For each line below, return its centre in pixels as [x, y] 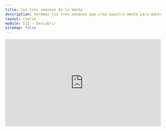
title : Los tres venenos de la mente [44, 10]
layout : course [21, 19]
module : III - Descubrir [31, 23]
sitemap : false [21, 28]
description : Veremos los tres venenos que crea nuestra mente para [77, 14]
